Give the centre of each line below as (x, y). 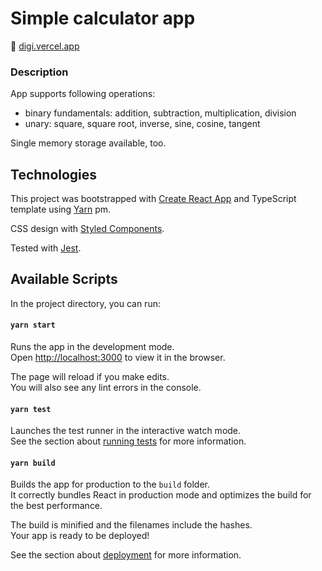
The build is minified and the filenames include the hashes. (131, 525)
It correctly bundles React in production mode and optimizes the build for (161, 495)
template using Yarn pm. (61, 209)
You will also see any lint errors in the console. (106, 388)
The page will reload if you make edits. (90, 377)
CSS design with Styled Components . (87, 229)
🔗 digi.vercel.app (45, 46)
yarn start (33, 325)
